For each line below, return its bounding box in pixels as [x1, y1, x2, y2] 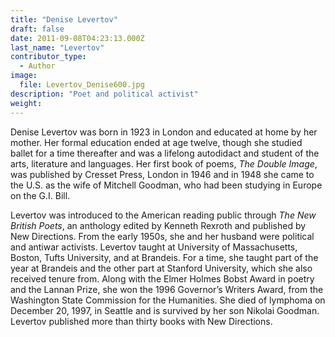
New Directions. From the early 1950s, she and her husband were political [10, 230, 315, 242]
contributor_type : [10, 52, 87, 62]
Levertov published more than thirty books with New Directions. [10, 315, 273, 327]
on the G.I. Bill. [10, 189, 71, 201]
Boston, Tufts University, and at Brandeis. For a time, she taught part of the [10, 251, 319, 263]
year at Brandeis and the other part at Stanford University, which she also [10, 262, 313, 274]
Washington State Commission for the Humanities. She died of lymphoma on [10, 294, 326, 306]
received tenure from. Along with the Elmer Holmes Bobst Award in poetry [10, 272, 315, 285]
